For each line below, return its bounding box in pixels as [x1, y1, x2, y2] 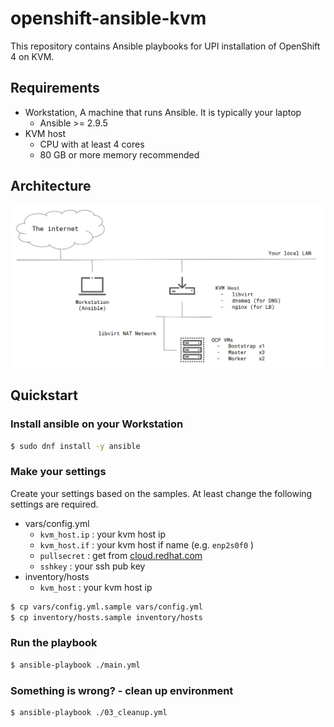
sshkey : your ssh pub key [39, 560, 146, 572]
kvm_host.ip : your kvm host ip [39, 528, 167, 540]
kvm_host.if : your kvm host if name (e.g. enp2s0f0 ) [39, 538, 255, 551]
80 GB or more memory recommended [39, 148, 200, 161]
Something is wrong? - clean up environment [10, 683, 234, 697]
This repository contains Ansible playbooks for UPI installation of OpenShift [10, 40, 321, 52]
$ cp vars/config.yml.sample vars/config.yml [10, 602, 203, 612]
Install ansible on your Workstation [10, 417, 184, 431]
